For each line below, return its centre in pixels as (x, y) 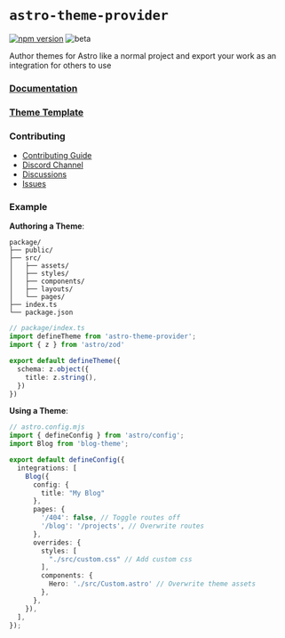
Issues (34, 184)
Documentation (44, 88)
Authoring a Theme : (47, 226)
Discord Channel (53, 165)
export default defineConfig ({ (67, 460)
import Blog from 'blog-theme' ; (69, 444)
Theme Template (47, 112)
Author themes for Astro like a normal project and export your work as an (143, 55)
